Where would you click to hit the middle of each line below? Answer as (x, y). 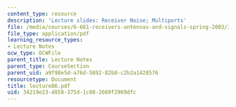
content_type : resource (42, 14)
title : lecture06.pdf (39, 86)
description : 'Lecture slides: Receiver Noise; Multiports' (97, 20)
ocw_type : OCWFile (34, 53)
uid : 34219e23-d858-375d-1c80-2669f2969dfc (72, 92)
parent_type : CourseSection (48, 66)
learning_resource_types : (45, 40)
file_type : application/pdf (48, 33)
